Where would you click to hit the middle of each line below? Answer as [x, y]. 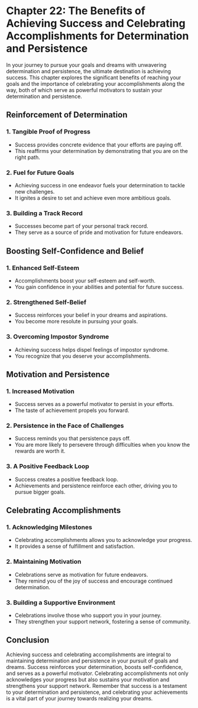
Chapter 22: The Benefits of [76, 11]
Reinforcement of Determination [67, 115]
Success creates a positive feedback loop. [66, 479]
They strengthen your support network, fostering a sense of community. [103, 622]
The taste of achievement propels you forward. [72, 410]
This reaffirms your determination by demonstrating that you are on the [101, 151]
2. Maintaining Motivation [44, 561]
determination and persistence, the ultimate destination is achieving [89, 71]
